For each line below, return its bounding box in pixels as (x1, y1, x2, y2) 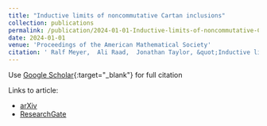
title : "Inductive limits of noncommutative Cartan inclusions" (8, 11, 226, 20)
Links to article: (8, 86, 59, 95)
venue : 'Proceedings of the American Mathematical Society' (8, 41, 212, 49)
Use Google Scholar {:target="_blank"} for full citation (8, 71, 183, 79)
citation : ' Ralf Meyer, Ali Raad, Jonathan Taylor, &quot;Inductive (8, 48, 250, 56)
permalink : (8, 26, 44, 34)
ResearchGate (19, 109, 67, 119)
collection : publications (8, 19, 94, 27)
